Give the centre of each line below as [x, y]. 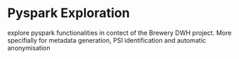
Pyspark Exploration [69, 13]
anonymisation [29, 48]
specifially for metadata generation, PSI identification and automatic [107, 40]
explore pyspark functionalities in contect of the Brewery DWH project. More [119, 33]
